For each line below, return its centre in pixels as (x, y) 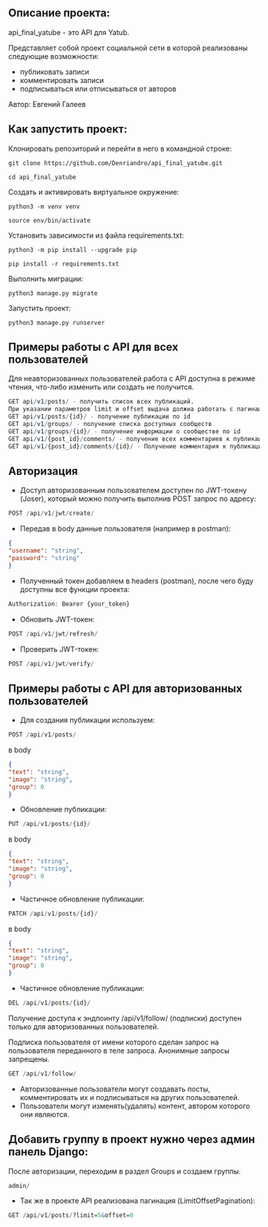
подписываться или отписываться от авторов (98, 89)
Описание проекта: (59, 13)
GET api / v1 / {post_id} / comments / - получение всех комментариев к (119, 439)
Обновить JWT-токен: (57, 619)
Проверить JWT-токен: (59, 649)
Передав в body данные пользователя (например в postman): (125, 529)
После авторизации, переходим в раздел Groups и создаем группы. (125, 1171)
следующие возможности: (54, 56)
